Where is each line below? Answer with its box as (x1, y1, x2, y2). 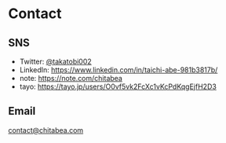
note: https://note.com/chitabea (19, 74, 123, 82)
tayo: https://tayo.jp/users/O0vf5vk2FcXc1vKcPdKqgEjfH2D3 (19, 82, 217, 91)
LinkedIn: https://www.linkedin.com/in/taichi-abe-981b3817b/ (19, 65, 218, 75)
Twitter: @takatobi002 (19, 57, 92, 66)
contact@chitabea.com (8, 125, 84, 134)
